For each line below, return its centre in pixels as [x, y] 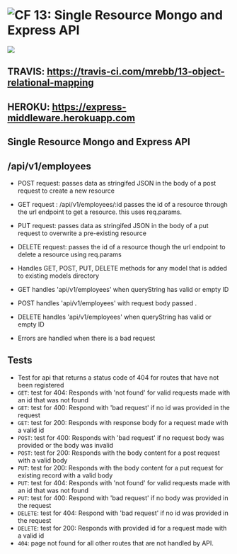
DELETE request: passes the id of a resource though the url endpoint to [121, 247]
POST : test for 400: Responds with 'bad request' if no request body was [121, 437]
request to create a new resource [66, 191]
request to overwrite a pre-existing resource [82, 233]
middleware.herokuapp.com [71, 118]
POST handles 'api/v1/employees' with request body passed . [107, 303]
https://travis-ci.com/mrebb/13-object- [136, 72]
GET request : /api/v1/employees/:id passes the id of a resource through [122, 204]
